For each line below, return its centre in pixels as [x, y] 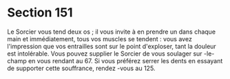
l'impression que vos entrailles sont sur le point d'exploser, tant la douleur [112, 46]
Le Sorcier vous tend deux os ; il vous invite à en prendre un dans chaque [111, 32]
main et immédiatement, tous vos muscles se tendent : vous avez [100, 38]
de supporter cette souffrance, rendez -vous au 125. [81, 68]
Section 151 [40, 13]
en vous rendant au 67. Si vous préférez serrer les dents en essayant [125, 60]
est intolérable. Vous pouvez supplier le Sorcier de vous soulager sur [105, 54]
